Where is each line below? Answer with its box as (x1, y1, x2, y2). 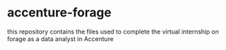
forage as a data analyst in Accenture (7, 34, 114, 42)
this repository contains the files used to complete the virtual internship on (7, 27, 219, 36)
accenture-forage (7, 5, 112, 21)
